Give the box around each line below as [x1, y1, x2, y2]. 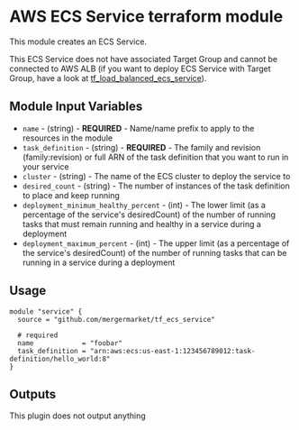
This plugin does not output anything [9, 410, 146, 421]
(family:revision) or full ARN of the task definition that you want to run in [22, 151, 289, 162]
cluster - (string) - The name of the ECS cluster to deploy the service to [22, 170, 291, 181]
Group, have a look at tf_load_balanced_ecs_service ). [9, 72, 207, 83]
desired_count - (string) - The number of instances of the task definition [22, 180, 290, 191]
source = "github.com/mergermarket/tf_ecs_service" [17, 315, 216, 324]
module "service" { [9, 306, 83, 316]
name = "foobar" [17, 338, 123, 348]
